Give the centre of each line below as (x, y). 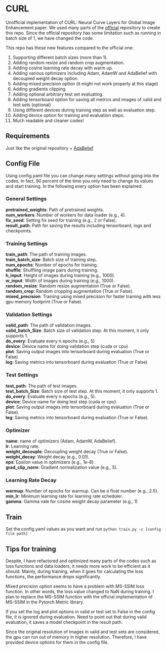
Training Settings (27, 243)
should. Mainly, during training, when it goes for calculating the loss (75, 571)
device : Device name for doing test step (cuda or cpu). (62, 401)
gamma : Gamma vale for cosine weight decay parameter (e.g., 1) (72, 501)
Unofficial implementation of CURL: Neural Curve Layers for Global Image (80, 22)
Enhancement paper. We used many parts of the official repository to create (83, 27)
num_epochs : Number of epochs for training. (52, 265)
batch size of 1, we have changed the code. (50, 38)
